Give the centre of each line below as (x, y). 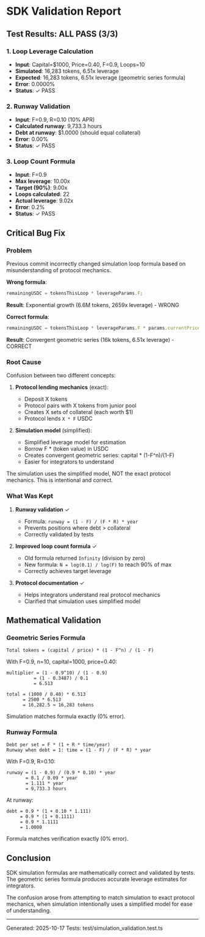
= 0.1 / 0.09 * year (52, 778)
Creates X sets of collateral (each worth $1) (79, 412)
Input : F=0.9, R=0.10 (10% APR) (55, 120)
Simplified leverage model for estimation (75, 442)
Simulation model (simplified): (53, 431)
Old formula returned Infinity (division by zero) (85, 558)
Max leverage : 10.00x (42, 181)
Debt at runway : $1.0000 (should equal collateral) (78, 133)
